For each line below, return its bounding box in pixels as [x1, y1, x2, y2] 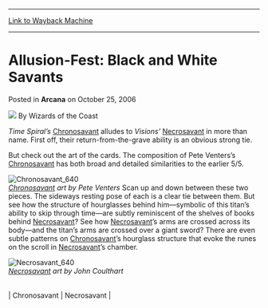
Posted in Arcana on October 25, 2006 [8, 94, 136, 104]
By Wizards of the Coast [18, 111, 98, 120]
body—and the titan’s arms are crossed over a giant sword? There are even [8, 225, 256, 235]
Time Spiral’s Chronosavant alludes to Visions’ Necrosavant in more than [8, 126, 248, 136]
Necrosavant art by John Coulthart [8, 266, 124, 275]
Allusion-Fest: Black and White [8, 51, 218, 69]
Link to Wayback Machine [8, 16, 93, 25]
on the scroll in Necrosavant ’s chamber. [8, 242, 138, 251]
